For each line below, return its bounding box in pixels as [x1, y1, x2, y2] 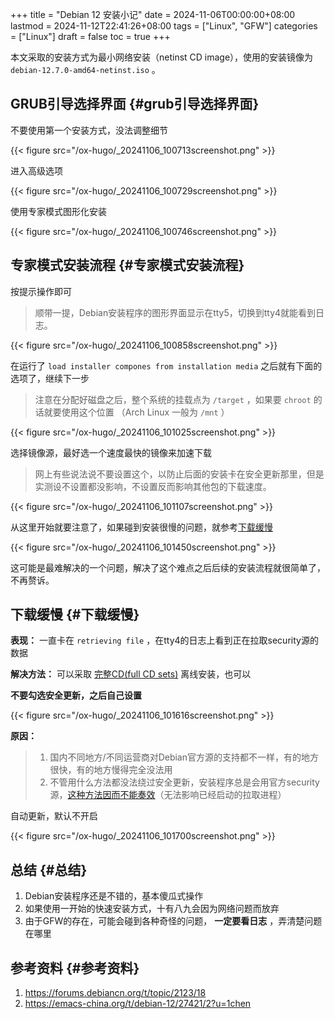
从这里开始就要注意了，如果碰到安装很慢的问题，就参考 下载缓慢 [10, 521, 273, 533]
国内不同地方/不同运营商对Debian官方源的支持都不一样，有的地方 [49, 751, 319, 763]
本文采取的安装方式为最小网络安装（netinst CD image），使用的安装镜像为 [10, 51, 314, 63]
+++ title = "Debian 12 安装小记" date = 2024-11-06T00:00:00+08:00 [10, 9, 296, 20]
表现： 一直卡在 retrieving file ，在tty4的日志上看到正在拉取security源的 [10, 634, 319, 647]
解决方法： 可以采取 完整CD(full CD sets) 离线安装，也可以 [10, 668, 252, 680]
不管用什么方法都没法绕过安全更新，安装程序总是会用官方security [49, 776, 320, 788]
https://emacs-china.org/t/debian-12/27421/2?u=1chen [24, 998, 252, 1010]
